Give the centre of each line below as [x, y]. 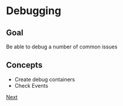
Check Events [31, 85]
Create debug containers [45, 79]
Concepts [24, 65]
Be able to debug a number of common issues [62, 47]
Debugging [34, 11]
